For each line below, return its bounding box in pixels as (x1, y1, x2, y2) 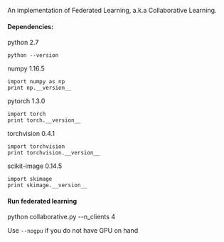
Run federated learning (7, 196, 78, 205)
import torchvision (7, 143, 65, 150)
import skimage (7, 176, 53, 183)
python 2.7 (7, 38, 39, 47)
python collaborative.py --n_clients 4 (7, 213, 116, 221)
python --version (7, 52, 59, 59)
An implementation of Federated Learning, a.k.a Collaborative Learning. (7, 6, 217, 14)
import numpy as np (7, 78, 65, 85)
